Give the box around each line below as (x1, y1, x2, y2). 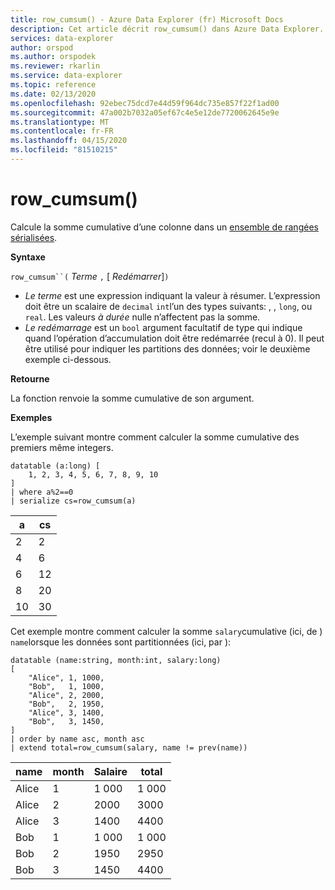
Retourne (10, 372, 50, 385)
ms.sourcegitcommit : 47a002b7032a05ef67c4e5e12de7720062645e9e (10, 107, 280, 118)
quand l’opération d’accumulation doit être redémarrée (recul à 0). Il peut (24, 332, 325, 344)
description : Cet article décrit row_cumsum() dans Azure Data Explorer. (10, 24, 325, 34)
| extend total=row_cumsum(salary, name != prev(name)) (10, 742, 248, 753)
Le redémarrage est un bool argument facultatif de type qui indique (24, 321, 303, 333)
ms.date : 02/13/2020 (10, 89, 97, 99)
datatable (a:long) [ (10, 461, 101, 471)
